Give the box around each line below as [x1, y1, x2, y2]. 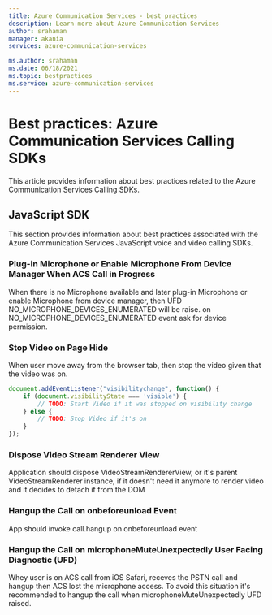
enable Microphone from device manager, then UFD [8, 296, 183, 305]
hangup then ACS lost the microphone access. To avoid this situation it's [8, 581, 251, 591]
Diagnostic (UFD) [8, 554, 78, 565]
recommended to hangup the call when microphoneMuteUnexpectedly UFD [8, 590, 262, 600]
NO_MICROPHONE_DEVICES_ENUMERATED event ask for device [8, 313, 227, 323]
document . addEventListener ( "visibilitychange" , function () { [8, 384, 220, 392]
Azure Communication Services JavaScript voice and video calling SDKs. [8, 238, 253, 248]
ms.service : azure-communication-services [8, 79, 154, 88]
